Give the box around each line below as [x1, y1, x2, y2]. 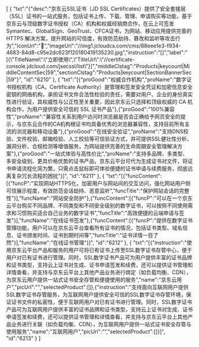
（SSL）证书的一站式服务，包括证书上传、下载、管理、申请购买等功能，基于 [6, 12, 192, 20]
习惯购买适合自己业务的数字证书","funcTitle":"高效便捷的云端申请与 [16, 209, 179, 217]
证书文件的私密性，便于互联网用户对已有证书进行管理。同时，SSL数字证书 [11, 298, 192, 305]
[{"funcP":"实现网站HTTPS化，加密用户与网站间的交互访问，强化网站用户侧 [6, 180, 191, 187]
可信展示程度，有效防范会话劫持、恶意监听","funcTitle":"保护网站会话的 [6, 187, 179, 194]
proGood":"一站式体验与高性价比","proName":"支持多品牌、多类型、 [22, 150, 188, 157]
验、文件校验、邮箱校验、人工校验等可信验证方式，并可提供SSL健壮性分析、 [6, 135, 192, 142]
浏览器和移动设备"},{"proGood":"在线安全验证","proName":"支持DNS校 [16, 128, 189, 135]
